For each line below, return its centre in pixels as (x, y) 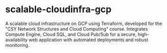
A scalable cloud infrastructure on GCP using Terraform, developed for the (84, 23)
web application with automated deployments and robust (89, 40)
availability (17, 40)
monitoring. (17, 45)
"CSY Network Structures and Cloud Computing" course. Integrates (77, 29)
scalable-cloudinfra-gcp (58, 9)
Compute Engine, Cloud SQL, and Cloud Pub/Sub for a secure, (71, 34)
